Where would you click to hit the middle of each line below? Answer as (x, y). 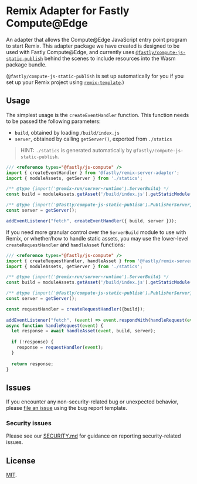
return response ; (33, 364)
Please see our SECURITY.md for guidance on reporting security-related (94, 436)
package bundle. (26, 64)
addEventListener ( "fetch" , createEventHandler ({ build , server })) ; (91, 221)
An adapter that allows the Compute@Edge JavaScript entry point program (97, 39)
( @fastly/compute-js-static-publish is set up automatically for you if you (95, 76)
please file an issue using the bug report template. (67, 408)
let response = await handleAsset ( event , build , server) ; (84, 331)
